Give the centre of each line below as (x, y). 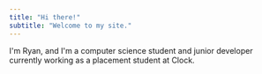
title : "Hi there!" (45, 17)
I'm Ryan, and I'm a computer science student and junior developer (131, 50)
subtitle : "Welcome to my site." (71, 26)
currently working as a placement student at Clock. (102, 60)
